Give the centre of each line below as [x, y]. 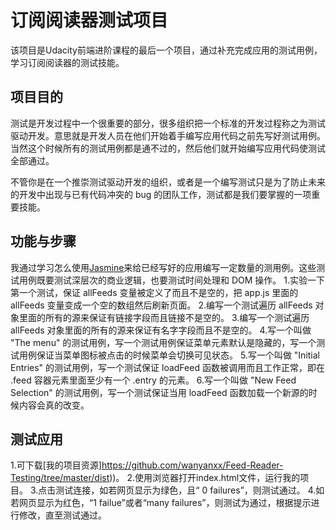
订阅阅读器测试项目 [89, 20]
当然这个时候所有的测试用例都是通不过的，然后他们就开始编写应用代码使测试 [168, 148]
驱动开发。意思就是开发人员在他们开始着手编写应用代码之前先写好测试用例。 [168, 135]
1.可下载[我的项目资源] [56, 465]
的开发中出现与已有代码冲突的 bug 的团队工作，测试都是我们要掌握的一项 [161, 194]
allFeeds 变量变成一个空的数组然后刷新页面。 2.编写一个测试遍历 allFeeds [161, 305]
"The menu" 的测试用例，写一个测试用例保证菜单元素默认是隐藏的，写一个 [163, 342]
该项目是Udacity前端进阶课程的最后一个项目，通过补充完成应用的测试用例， [166, 50]
